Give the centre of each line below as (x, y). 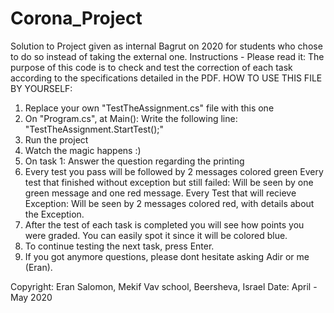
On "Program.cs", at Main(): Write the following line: (131, 118)
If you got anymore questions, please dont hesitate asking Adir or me (167, 256)
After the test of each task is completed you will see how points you (164, 224)
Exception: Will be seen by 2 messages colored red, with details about (169, 203)
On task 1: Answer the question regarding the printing (134, 161)
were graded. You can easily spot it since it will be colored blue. (156, 235)
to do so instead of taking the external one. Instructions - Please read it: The (167, 56)
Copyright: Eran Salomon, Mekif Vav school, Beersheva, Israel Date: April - (164, 286)
